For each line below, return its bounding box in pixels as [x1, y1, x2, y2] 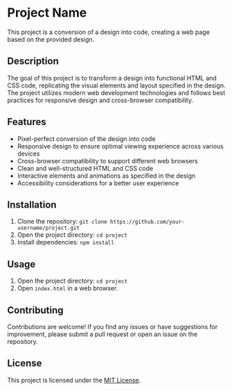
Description [7, 56, 59, 67]
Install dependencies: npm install [17, 238, 114, 247]
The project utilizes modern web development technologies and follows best [7, 88, 226, 97]
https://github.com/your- [109, 219, 185, 226]
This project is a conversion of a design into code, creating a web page [7, 28, 210, 36]
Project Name [7, 5, 87, 21]
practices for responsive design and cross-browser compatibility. [7, 96, 194, 104]
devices [17, 149, 40, 158]
